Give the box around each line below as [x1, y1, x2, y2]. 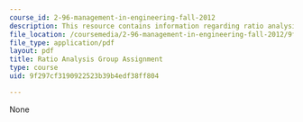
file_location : [9, 30, 67, 39]
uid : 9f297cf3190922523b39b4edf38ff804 [9, 72, 160, 81]
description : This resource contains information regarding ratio [9, 22, 264, 30]
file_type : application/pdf [9, 38, 115, 48]
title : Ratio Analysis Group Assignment [9, 55, 164, 64]
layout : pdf [9, 47, 54, 56]
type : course [9, 64, 59, 73]
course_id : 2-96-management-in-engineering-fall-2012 [9, 13, 216, 22]
